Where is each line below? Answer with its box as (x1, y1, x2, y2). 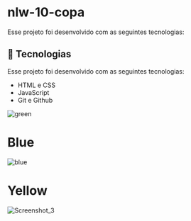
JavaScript (17, 88, 50, 96)
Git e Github (17, 96, 53, 104)
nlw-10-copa (7, 4, 85, 21)
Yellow (7, 182, 48, 198)
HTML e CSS (17, 81, 56, 89)
